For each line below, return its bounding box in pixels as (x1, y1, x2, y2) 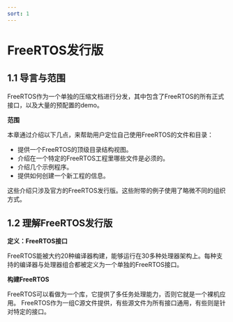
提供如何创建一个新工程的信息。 (17, 171, 110, 180)
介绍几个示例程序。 (17, 162, 73, 171)
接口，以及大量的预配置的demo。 (7, 100, 103, 109)
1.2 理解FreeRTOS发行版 (7, 217, 113, 229)
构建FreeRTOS (7, 275, 50, 284)
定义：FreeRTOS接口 (7, 237, 68, 245)
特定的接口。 (13, 307, 50, 316)
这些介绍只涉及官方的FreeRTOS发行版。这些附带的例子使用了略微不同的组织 (7, 186, 226, 194)
